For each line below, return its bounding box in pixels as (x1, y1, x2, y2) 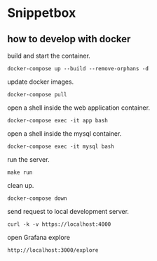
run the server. (7, 155, 50, 163)
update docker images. (7, 77, 74, 86)
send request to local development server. (7, 208, 130, 215)
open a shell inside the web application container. (7, 103, 151, 112)
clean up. (7, 182, 34, 189)
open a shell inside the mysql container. (7, 129, 122, 138)
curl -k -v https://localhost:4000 (7, 221, 111, 228)
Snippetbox (7, 5, 76, 21)
